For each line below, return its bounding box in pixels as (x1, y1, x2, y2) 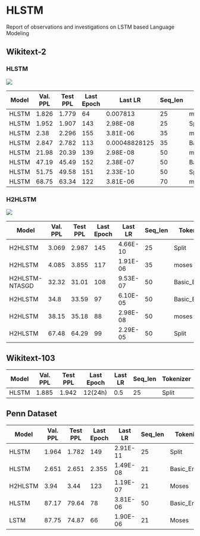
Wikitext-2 (6, 47, 46, 57)
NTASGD (9, 281, 34, 289)
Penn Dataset (6, 409, 58, 419)
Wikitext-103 (6, 353, 55, 363)
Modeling (6, 29, 30, 36)
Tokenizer (162, 375, 191, 383)
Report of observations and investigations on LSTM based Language (6, 23, 174, 30)
